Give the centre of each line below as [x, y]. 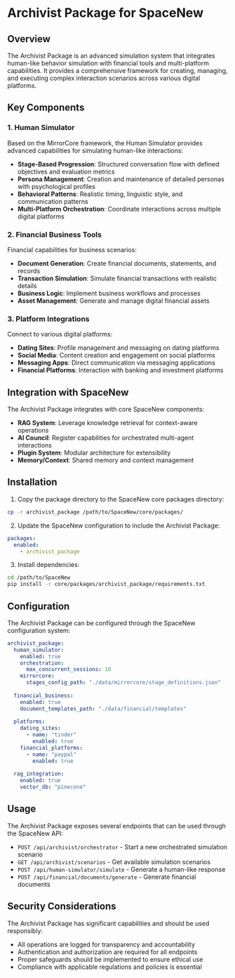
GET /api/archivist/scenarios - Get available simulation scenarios [114, 861]
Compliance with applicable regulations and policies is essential [109, 967]
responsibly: [25, 931]
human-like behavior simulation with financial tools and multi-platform [108, 63]
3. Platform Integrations [48, 319]
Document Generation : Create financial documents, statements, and [117, 263]
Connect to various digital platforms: [60, 334]
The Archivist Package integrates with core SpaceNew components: [106, 410]
